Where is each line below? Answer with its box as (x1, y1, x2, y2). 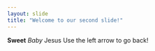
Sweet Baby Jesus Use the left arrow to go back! (7, 36, 149, 44)
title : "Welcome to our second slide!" (7, 17, 124, 24)
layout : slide (7, 10, 49, 17)
